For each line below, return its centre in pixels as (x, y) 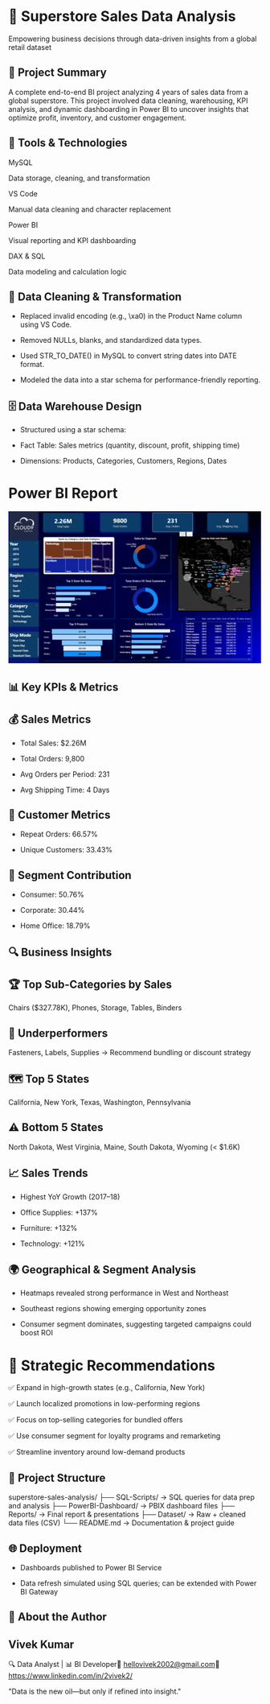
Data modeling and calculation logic (67, 271)
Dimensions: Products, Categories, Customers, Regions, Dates (123, 461)
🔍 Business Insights (60, 952)
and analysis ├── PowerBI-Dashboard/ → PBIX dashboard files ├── (122, 1506)
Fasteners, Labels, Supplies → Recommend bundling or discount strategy (130, 1053)
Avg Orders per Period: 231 (65, 774)
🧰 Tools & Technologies (68, 143)
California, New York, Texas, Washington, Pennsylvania (100, 1102)
